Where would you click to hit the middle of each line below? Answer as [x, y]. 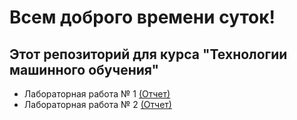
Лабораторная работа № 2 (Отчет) [97, 104]
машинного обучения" [84, 69]
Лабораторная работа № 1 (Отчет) [97, 94]
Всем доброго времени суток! [142, 17]
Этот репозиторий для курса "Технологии [148, 54]
